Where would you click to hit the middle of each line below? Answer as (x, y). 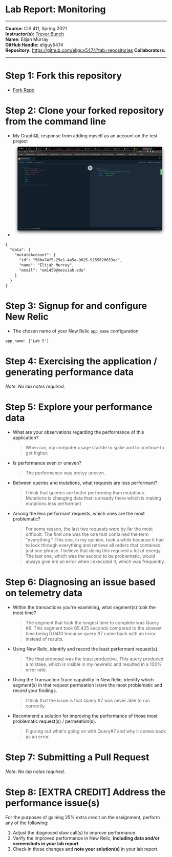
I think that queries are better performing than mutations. (85, 492)
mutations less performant (53, 504)
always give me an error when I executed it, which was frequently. (95, 561)
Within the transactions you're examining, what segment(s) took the (84, 607)
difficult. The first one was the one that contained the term (87, 534)
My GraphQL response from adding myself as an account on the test (85, 135)
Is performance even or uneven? (47, 463)
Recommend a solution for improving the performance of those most (85, 716)
